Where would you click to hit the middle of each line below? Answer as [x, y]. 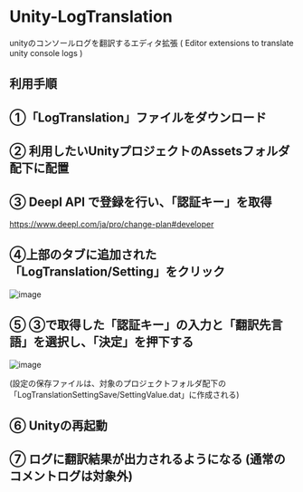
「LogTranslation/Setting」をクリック [117, 272]
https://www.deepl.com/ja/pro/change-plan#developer [112, 224]
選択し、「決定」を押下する [119, 342]
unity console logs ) [46, 53]
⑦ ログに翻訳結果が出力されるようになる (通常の [148, 459]
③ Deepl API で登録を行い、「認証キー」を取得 [141, 202]
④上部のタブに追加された [83, 255]
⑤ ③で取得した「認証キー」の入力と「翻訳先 [140, 325]
